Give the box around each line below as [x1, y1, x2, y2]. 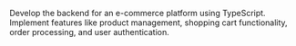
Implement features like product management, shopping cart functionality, [9, 17, 289, 28]
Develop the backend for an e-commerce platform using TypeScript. [9, 8, 266, 18]
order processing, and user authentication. [9, 27, 170, 37]
